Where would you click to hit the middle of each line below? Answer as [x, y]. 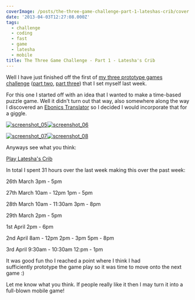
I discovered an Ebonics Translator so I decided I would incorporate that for [97, 107]
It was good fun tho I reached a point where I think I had [73, 260]
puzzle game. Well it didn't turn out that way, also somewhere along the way [98, 101]
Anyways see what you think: [41, 147]
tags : [13, 22]
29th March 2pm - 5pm [34, 215]
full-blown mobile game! [35, 291]
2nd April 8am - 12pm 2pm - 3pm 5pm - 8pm [60, 238]
